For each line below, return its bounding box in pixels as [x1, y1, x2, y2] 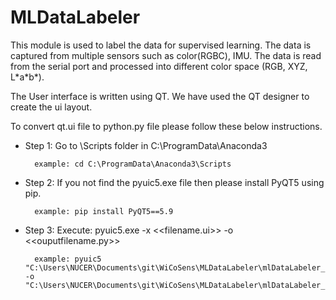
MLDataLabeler [10, 6, 141, 29]
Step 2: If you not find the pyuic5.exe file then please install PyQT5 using [24, 176, 325, 188]
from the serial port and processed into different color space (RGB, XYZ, [10, 60, 308, 72]
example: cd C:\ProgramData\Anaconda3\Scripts [34, 159, 232, 169]
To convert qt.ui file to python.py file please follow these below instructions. [10, 120, 323, 132]
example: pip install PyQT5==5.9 [34, 206, 174, 216]
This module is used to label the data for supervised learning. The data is [10, 39, 312, 51]
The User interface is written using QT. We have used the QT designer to [10, 90, 310, 102]
